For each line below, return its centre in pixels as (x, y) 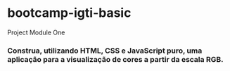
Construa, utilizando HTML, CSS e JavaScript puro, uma (105, 51)
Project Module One (36, 32)
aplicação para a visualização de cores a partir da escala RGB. (115, 59)
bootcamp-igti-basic (69, 13)
